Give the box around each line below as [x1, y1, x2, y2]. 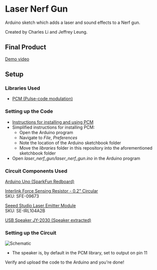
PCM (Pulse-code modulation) [12, 96, 73, 102]
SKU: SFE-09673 [5, 193, 39, 199]
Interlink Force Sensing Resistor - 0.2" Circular [5, 188, 98, 194]
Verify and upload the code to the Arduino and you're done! [5, 259, 124, 265]
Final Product [5, 43, 46, 52]
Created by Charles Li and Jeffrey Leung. [5, 29, 88, 35]
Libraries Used [5, 85, 40, 92]
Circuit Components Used [5, 167, 68, 174]
